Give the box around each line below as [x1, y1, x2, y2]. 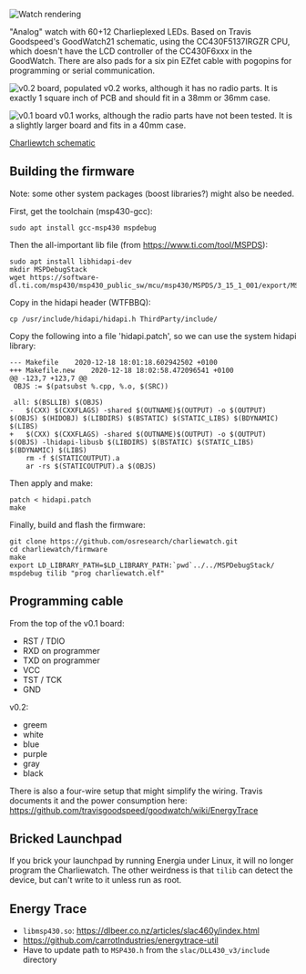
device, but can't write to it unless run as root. [9, 875, 182, 886]
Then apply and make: [9, 477, 94, 488]
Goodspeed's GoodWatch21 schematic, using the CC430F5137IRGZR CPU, [9, 36, 291, 47]
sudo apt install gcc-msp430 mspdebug [9, 223, 157, 233]
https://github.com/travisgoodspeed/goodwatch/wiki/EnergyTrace [9, 804, 259, 815]
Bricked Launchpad [9, 831, 123, 847]
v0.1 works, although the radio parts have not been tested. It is [58, 110, 293, 120]
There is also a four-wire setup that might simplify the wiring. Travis [9, 785, 263, 796]
